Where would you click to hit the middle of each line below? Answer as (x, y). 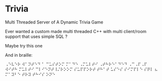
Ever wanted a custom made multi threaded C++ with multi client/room (76, 31)
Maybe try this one (24, 46)
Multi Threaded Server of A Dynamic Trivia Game (54, 22)
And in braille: (19, 55)
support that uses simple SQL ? (36, 36)
